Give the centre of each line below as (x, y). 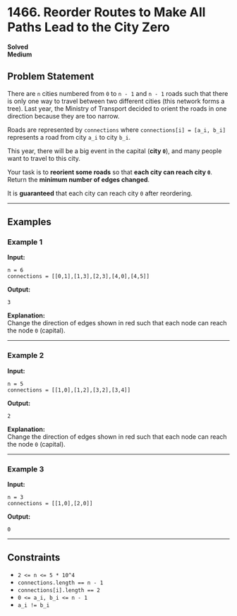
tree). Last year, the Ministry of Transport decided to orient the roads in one (117, 108)
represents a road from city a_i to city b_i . (69, 137)
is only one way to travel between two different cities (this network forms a (116, 101)
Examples (29, 222)
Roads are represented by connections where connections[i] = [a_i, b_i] (117, 129)
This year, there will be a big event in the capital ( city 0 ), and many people (115, 151)
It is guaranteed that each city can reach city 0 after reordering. (100, 193)
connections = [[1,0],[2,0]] (50, 504)
